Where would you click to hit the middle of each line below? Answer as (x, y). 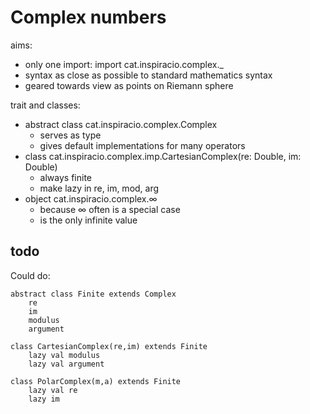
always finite (65, 177)
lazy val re (53, 390)
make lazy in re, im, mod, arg (99, 188)
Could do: (30, 275)
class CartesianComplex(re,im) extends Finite (109, 346)
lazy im (44, 399)
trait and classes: (45, 105)
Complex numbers (88, 17)
